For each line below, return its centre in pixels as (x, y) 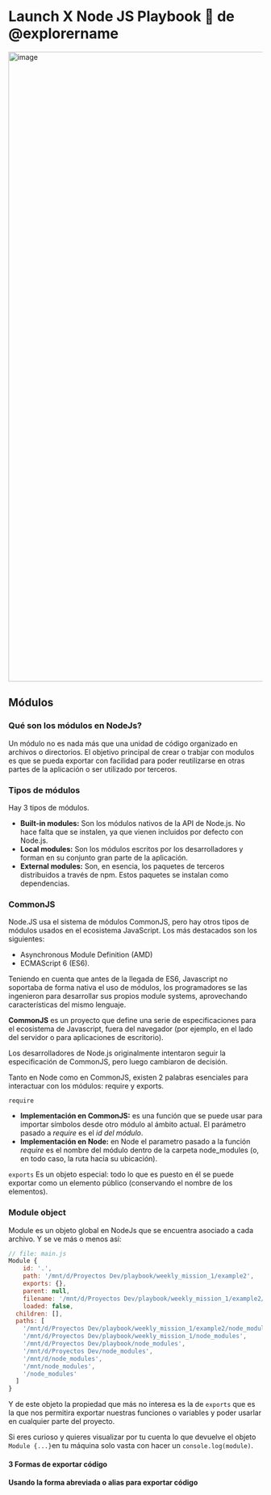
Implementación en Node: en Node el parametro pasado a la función (135, 1142)
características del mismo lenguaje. (67, 1004)
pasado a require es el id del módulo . (81, 1133)
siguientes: (27, 939)
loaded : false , (48, 1306)
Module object (37, 1213)
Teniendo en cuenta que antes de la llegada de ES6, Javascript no (118, 979)
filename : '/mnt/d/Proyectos (72, 1299)
